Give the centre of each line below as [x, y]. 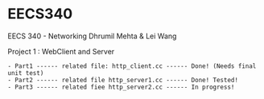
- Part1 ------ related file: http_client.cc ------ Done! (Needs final [132, 66]
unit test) [26, 73]
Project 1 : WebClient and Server [61, 51]
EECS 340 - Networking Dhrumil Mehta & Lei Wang [92, 36]
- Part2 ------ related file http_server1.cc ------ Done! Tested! [123, 80]
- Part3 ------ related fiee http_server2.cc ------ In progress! [121, 87]
